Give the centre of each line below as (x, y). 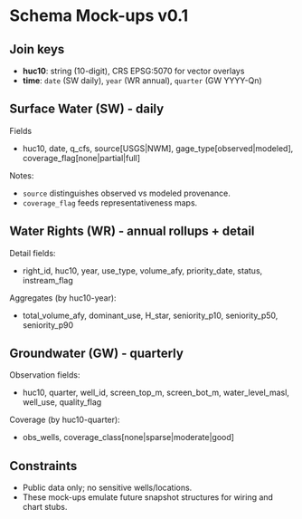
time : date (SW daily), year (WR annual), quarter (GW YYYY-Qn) (142, 81)
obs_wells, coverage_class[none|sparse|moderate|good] (128, 437)
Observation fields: (45, 375)
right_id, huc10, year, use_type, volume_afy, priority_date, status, (142, 270)
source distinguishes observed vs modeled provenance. (126, 193)
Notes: (22, 175)
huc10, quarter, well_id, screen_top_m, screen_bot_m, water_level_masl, (156, 393)
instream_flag (48, 280)
